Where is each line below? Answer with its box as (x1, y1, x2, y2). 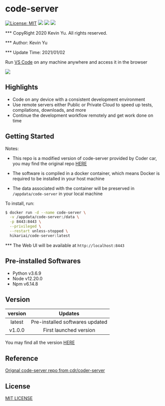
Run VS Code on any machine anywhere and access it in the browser (5, 59, 147, 65)
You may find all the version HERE (5, 339, 75, 346)
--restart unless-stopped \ (9, 229, 68, 234)
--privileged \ (9, 224, 41, 229)
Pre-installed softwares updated (30, 319, 107, 326)
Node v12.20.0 (12, 275, 43, 281)
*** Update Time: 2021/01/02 (5, 49, 65, 55)
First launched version (43, 327, 95, 334)
